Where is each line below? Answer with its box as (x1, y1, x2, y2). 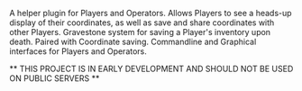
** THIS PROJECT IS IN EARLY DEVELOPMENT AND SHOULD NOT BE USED (9, 63, 294, 74)
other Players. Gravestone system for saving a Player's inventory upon (9, 27, 271, 37)
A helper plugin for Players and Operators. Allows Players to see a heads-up (9, 8, 292, 18)
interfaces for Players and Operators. (9, 46, 147, 57)
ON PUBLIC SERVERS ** (9, 73, 100, 84)
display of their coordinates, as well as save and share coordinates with (9, 17, 275, 28)
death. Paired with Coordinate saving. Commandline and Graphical (9, 36, 257, 47)
